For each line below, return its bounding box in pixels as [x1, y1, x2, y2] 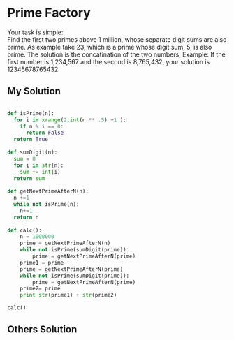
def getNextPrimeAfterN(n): [7, 188, 89, 195]
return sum [13, 175, 45, 182]
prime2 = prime [20, 285, 61, 293]
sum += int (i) [20, 168, 61, 175]
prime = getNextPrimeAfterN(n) [20, 239, 111, 247]
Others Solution [7, 323, 78, 336]
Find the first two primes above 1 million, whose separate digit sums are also [7, 35, 227, 43]
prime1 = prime [20, 259, 64, 266]
